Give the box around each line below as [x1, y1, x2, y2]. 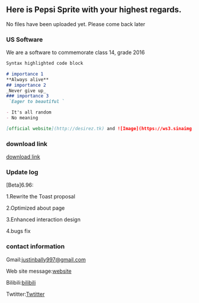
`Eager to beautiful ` [8, 99, 65, 105]
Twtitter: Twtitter [6, 291, 45, 298]
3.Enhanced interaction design [6, 216, 81, 223]
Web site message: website [6, 267, 72, 274]
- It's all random [6, 109, 52, 115]
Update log [6, 168, 38, 176]
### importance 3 [6, 93, 49, 99]
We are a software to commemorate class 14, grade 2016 [6, 49, 145, 56]
